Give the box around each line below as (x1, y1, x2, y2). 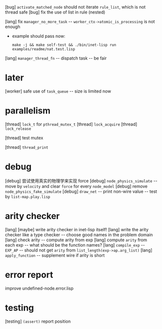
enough (5, 24, 20, 30)
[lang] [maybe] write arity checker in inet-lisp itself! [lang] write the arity (5, 226, 149, 232)
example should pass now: (12, 33, 65, 39)
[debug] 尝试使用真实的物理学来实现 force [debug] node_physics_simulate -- (5, 178, 158, 184)
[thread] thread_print (5, 144, 48, 150)
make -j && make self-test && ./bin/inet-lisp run (12, 43, 117, 47)
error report (5, 269, 53, 280)
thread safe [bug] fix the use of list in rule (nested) (5, 9, 105, 15)
